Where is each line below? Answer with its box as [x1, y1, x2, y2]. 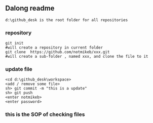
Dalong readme [5, 4, 55, 13]
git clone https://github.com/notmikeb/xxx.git [5, 50, 110, 55]
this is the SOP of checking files [5, 111, 85, 118]
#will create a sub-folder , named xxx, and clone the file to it [5, 54, 148, 59]
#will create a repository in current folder [5, 45, 103, 50]
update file [5, 66, 33, 73]
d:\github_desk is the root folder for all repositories [5, 17, 128, 22]
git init [5, 40, 24, 46]
